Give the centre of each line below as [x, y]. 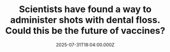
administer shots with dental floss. [85, 20]
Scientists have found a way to [85, 9]
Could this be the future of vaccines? [85, 31]
